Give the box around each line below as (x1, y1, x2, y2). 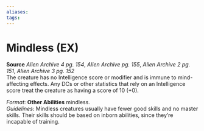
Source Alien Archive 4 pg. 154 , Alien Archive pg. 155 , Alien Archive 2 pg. (6, 61, 191, 68)
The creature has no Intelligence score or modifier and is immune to (6, 74, 177, 81)
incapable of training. (6, 118, 60, 126)
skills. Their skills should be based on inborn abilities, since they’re (6, 112, 174, 119)
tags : (6, 15, 20, 21)
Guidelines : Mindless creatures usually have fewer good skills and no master (6, 105, 199, 113)
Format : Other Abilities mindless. (6, 99, 90, 106)
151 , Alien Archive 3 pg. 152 (6, 68, 75, 75)
